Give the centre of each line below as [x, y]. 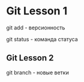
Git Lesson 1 [37, 11]
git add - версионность [36, 28]
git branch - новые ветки [37, 72]
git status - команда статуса [42, 39]
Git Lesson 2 [30, 58]
